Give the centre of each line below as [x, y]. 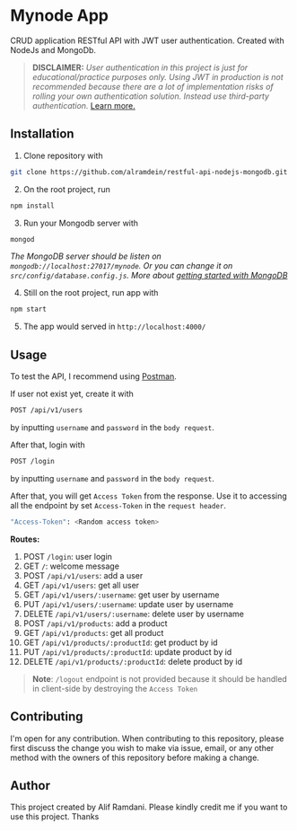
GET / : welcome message [71, 566]
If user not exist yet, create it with [72, 394]
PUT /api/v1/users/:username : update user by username [128, 604]
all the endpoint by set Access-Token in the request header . [118, 505]
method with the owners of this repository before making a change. [135, 757]
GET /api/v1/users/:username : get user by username [121, 595]
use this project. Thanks [55, 817]
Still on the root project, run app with [91, 293]
